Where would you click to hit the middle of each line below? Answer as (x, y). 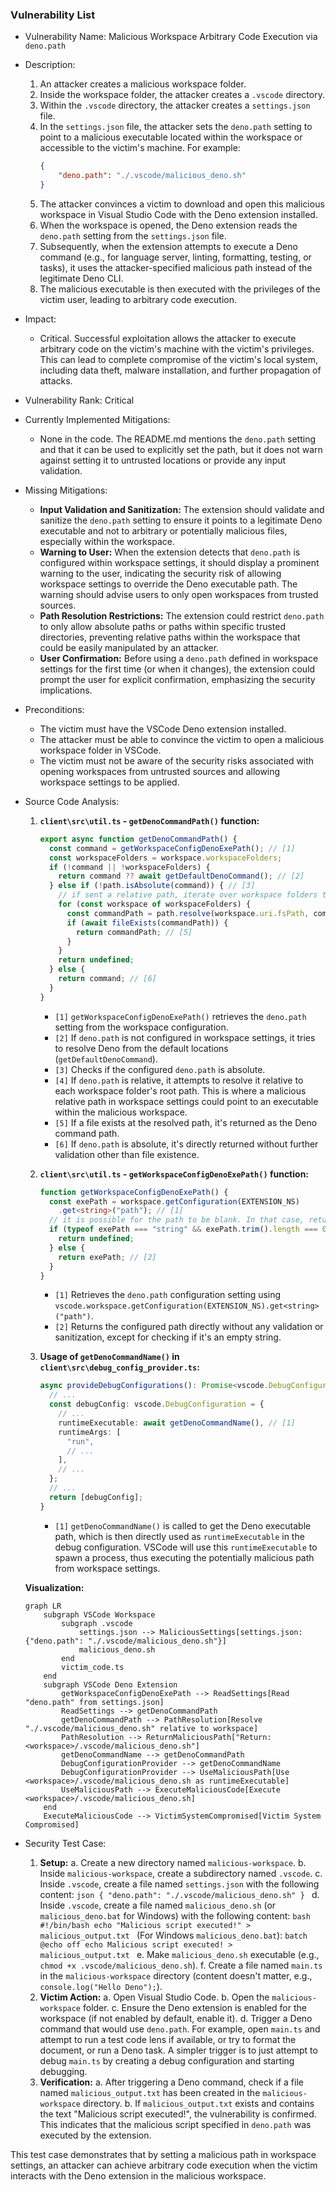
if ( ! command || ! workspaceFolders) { (129, 867)
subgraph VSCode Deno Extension (110, 1684)
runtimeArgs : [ (90, 1432)
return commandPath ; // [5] (134, 932)
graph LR (43, 1606)
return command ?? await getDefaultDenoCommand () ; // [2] (181, 876)
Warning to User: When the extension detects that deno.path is (170, 552)
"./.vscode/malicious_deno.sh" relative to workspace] (141, 1728)
